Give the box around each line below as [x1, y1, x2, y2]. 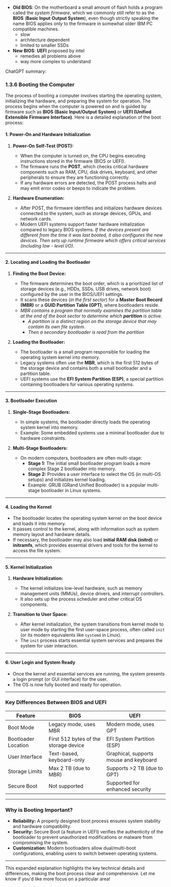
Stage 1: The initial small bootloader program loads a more [27, 460, 151, 466]
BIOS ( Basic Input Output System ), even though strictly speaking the [12, 15, 159, 21]
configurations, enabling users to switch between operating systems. [12, 850, 158, 856]
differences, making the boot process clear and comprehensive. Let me [5, 871, 155, 877]
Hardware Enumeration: [12, 195, 65, 201]
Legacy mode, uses [48, 720, 96, 728]
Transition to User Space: [12, 611, 68, 617]
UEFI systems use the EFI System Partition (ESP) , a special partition [20, 375, 164, 382]
